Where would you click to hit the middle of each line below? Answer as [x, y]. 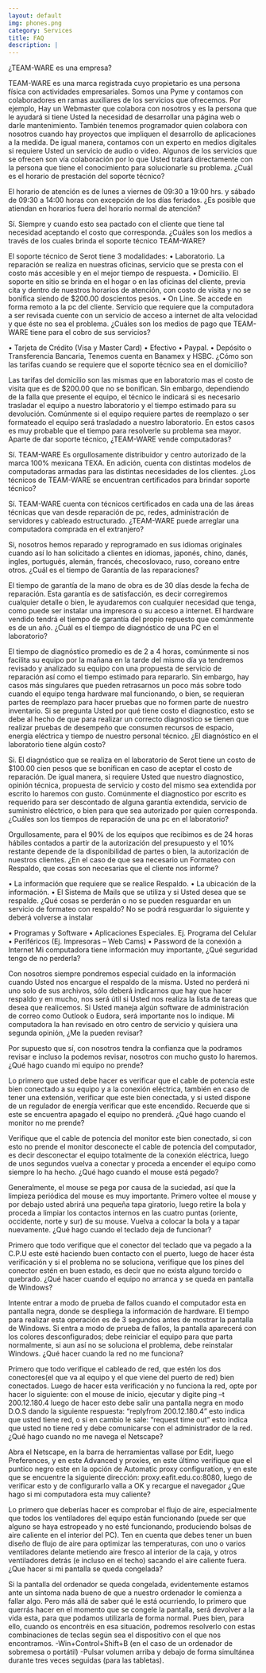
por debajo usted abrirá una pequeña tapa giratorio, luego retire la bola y [127, 1204]
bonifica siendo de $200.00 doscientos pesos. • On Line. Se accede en [125, 298]
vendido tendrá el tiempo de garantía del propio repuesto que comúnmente [131, 619]
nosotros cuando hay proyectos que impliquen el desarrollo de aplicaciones [132, 134]
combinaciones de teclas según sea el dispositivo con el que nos [114, 1635]
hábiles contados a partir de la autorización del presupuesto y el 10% [121, 843]
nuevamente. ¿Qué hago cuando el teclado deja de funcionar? [110, 1230]
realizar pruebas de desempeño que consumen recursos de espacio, [121, 728]
